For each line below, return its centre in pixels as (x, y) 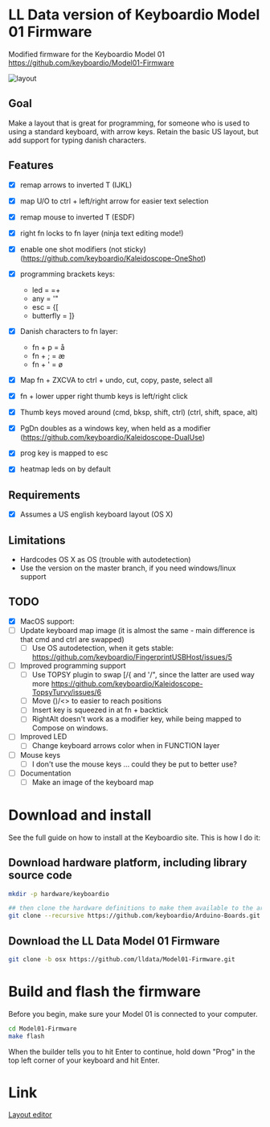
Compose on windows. (70, 728)
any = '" (45, 298)
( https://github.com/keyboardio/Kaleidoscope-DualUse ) (112, 438)
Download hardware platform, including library (128, 863)
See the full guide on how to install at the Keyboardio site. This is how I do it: (135, 837)
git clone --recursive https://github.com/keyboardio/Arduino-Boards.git (135, 916)
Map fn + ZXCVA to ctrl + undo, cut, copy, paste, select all (116, 380)
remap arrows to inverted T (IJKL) (76, 185)
